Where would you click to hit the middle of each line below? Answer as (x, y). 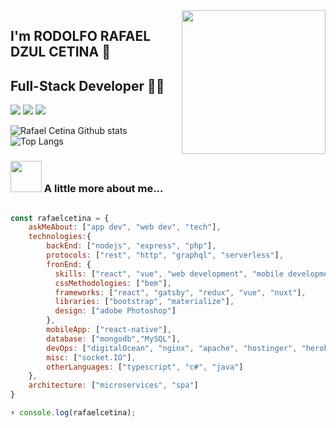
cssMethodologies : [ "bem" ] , (113, 283)
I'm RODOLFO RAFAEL (81, 36)
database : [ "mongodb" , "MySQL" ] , (114, 339)
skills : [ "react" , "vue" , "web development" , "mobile (169, 274)
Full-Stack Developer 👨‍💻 (87, 85)
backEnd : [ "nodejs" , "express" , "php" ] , (131, 246)
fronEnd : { (69, 264)
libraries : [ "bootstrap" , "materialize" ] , (144, 302)
